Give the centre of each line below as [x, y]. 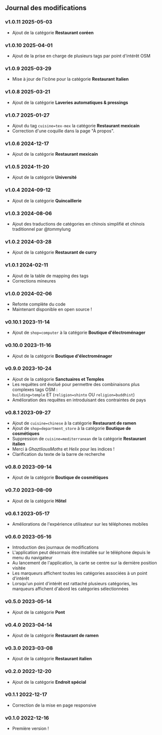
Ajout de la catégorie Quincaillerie [47, 201]
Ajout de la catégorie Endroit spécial [49, 682]
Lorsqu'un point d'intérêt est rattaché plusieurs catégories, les [75, 584]
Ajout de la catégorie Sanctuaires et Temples [58, 379]
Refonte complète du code [39, 304]
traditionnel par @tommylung [41, 229]
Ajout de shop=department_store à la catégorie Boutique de [71, 429]
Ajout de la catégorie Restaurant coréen [53, 32]
